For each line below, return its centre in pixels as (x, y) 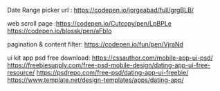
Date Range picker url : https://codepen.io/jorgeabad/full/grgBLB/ (101, 10)
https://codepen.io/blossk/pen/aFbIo (59, 31)
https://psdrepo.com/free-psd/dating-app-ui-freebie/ (112, 73)
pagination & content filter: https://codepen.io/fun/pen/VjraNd (95, 44)
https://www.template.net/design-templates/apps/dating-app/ (96, 80)
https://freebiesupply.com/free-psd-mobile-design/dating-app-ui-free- (109, 65)
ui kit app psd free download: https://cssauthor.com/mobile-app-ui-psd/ (110, 58)
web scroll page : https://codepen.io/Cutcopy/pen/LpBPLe (89, 23)
